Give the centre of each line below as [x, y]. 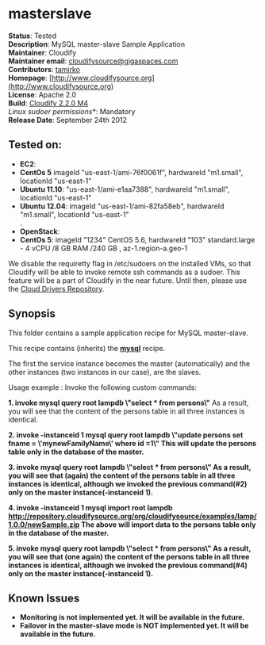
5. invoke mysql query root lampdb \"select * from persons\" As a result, [130, 548]
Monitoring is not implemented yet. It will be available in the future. [132, 617]
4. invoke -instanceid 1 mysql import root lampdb [90, 507]
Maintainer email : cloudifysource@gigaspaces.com [93, 61]
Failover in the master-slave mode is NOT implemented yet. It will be [134, 626]
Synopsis [32, 314]
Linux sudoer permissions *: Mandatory [72, 111]
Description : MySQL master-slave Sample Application [97, 44]
